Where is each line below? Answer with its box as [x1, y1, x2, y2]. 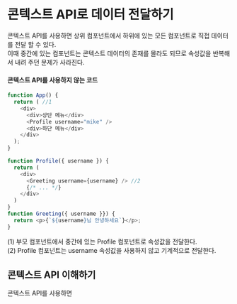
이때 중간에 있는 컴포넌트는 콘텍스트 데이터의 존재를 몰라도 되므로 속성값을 [7, 49, 212, 58]
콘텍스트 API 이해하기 [7, 269, 96, 281]
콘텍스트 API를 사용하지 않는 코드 [7, 75, 98, 84]
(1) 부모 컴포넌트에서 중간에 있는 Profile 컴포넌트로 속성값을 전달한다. [7, 237, 197, 246]
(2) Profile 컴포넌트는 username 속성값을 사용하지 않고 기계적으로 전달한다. [7, 246, 216, 254]
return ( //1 [13, 99, 52, 106]
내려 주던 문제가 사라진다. [14, 58, 85, 66]
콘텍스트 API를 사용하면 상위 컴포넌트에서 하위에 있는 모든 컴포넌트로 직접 [7, 31, 210, 40]
